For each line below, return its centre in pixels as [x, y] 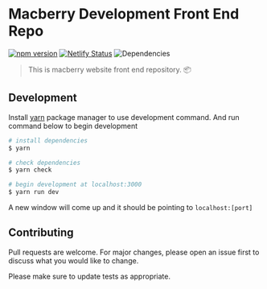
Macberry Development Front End [124, 14]
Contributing [41, 233]
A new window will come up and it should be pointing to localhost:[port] [131, 207]
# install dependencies [48, 140]
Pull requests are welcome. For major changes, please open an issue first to [134, 252]
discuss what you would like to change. [74, 260]
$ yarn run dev [34, 192]
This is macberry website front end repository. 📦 [109, 69]
